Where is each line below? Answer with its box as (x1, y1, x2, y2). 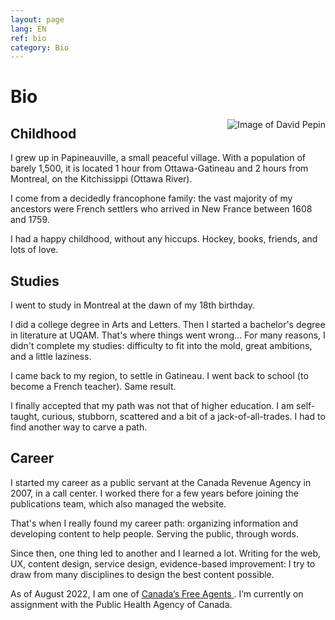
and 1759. (10, 214, 50, 226)
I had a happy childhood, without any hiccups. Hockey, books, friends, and (10, 233, 318, 245)
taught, (10, 411, 40, 423)
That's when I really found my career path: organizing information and (10, 517, 299, 529)
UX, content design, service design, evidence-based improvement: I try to (10, 557, 316, 570)
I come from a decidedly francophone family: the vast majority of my (10, 192, 293, 205)
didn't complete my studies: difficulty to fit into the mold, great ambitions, (10, 340, 313, 352)
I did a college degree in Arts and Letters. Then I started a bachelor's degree (10, 319, 326, 331)
